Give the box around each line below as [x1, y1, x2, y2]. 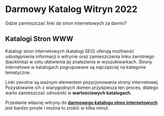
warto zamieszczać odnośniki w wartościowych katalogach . [5, 89, 132, 96]
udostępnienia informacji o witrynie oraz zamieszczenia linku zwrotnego [5, 53, 154, 59]
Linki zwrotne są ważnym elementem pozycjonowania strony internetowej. [5, 79, 159, 85]
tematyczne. [5, 69, 31, 75]
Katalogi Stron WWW [5, 35, 74, 43]
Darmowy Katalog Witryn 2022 [5, 4, 138, 15]
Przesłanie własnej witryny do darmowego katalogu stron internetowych [5, 99, 158, 105]
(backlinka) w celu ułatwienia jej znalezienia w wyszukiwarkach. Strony [5, 59, 152, 65]
